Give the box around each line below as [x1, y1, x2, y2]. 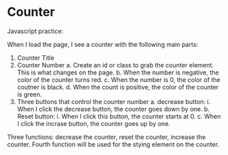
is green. [16, 90, 43, 99]
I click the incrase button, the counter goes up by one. [16, 119, 170, 127]
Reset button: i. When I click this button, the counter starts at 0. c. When [16, 112, 221, 121]
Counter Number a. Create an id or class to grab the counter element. [16, 61, 214, 69]
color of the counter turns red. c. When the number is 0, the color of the [16, 75, 221, 83]
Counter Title [16, 53, 55, 62]
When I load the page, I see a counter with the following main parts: [7, 40, 198, 48]
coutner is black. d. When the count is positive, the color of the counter [16, 83, 219, 91]
